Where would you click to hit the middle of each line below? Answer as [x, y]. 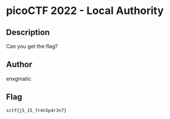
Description [28, 32]
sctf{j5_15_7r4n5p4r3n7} [36, 110]
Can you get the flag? [32, 46]
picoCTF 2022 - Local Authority [85, 11]
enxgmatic [19, 78]
